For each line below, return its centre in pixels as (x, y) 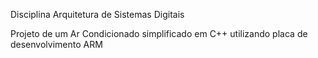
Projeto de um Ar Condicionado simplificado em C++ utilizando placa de (159, 33)
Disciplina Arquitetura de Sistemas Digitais (97, 14)
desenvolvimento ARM (56, 44)
